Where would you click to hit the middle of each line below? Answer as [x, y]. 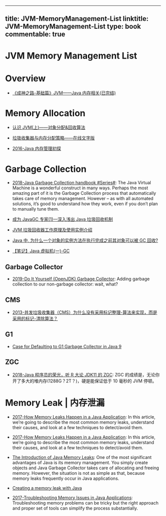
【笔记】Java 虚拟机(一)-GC [41, 251]
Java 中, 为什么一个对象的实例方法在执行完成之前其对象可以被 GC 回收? [85, 240]
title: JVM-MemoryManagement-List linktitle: [77, 19]
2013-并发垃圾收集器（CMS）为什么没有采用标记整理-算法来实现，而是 [85, 312]
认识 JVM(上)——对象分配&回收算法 [49, 128]
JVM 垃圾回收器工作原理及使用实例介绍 [52, 230]
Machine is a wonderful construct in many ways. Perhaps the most [80, 188]
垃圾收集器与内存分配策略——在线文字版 [53, 138]
